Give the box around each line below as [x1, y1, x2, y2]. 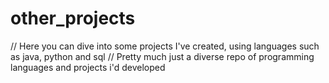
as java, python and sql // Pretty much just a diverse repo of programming [10, 50, 315, 62]
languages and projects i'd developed [10, 61, 166, 73]
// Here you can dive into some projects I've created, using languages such [10, 40, 320, 52]
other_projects [10, 7, 136, 30]
